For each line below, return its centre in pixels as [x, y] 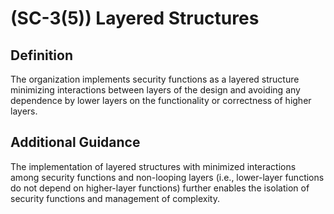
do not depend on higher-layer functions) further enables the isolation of [160, 188]
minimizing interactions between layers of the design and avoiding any [155, 90]
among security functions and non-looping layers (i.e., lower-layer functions [167, 177]
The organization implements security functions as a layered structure [155, 79]
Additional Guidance [75, 142]
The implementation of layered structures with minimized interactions [153, 166]
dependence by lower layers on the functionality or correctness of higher [161, 100]
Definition [41, 55]
